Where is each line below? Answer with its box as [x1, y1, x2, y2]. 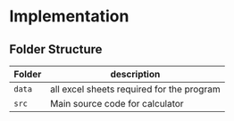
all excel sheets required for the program [50, 83, 221, 95]
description [110, 69, 161, 80]
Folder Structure [9, 42, 103, 57]
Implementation [9, 6, 130, 27]
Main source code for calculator [50, 98, 185, 109]
